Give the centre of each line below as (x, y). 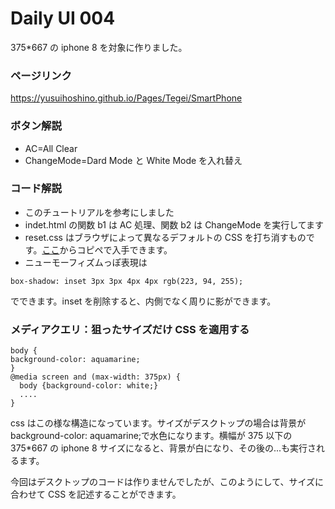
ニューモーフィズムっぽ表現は (86, 262)
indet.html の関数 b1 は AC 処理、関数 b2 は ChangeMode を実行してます (174, 224)
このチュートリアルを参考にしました (99, 212)
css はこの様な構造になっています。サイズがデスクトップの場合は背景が (158, 423)
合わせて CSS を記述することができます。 (96, 494)
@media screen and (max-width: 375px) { (96, 377)
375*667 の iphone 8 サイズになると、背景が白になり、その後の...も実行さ (163, 448)
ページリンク (41, 75)
